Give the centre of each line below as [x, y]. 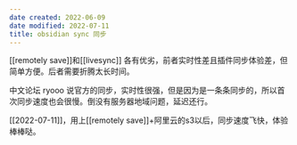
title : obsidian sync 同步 [58, 34]
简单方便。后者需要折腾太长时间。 [72, 71]
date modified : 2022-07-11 [59, 26]
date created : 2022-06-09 [57, 17]
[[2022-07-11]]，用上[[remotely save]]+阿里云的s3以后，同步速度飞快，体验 [148, 120]
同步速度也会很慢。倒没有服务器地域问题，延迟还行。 [114, 101]
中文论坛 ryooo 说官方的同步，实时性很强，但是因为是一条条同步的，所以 [144, 91]
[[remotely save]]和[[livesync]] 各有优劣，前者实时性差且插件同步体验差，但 [148, 60]
